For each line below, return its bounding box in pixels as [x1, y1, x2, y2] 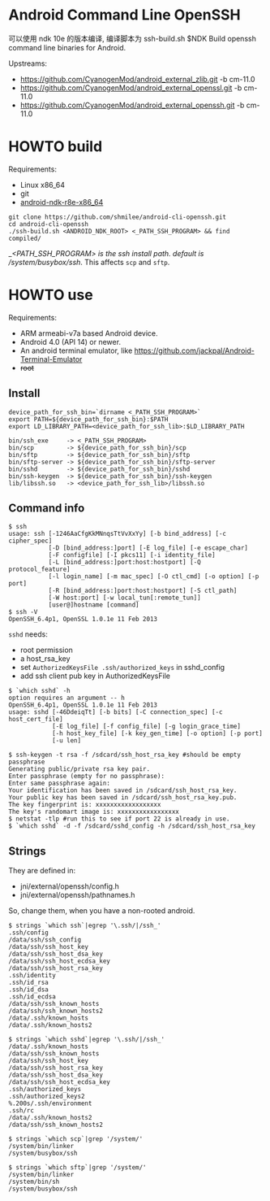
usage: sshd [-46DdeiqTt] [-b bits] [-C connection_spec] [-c [8, 708, 223, 716]
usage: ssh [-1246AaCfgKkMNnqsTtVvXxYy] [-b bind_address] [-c [8, 530, 227, 538]
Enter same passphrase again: [8, 779, 111, 788]
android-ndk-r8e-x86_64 [19, 197, 104, 207]
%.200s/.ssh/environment [8, 1099, 92, 1107]
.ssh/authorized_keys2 [8, 1092, 85, 1101]
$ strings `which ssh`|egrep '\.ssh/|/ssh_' [8, 921, 161, 930]
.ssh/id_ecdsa [8, 993, 57, 1001]
